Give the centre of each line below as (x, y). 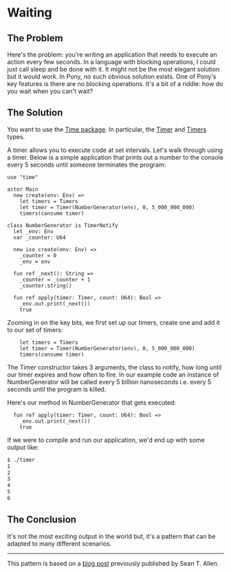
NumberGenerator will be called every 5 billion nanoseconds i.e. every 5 (109, 382)
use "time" (23, 177)
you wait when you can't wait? (50, 91)
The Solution (35, 113)
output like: (23, 447)
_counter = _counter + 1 (55, 279)
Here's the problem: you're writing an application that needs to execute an (112, 54)
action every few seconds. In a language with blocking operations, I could (111, 62)
